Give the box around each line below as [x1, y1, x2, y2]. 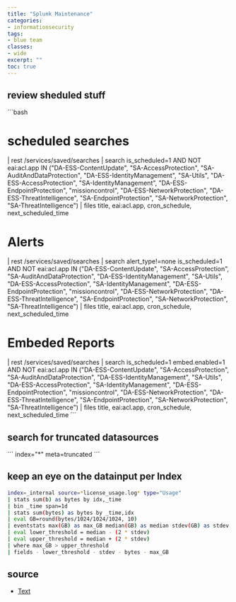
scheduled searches [7, 132, 129, 149]
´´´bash [7, 108, 28, 117]
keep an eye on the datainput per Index [7, 470, 182, 482]
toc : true [7, 63, 37, 70]
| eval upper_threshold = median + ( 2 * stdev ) [7, 535, 151, 543]
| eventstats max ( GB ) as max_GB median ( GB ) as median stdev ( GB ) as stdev [7, 522, 230, 530]
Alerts [7, 234, 45, 250]
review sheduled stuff [7, 89, 106, 101]
